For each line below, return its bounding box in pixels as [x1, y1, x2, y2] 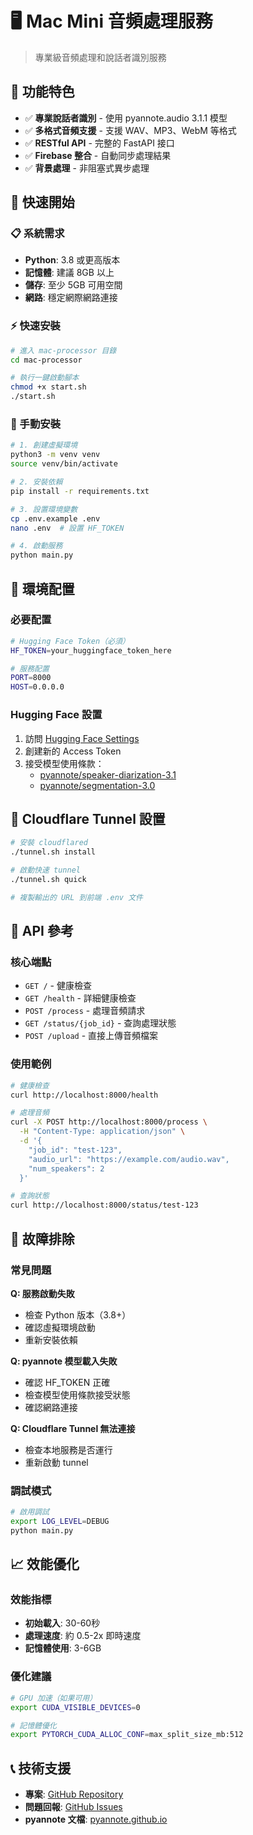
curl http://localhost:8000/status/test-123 [10, 1200, 199, 1211]
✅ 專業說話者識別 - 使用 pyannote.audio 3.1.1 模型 [24, 112, 228, 124]
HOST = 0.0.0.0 [10, 682, 65, 692]
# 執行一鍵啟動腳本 [10, 373, 80, 383]
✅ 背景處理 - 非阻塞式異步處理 [24, 162, 150, 174]
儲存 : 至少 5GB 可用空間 [24, 279, 123, 291]
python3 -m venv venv [10, 450, 101, 460]
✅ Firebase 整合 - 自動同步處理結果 [24, 149, 172, 161]
